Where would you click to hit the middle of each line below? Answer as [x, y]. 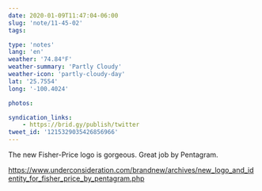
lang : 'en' [26, 52]
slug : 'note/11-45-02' [46, 23]
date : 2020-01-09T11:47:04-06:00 [63, 15]
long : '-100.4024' [38, 89]
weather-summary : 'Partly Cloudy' [65, 67]
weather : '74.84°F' [40, 59]
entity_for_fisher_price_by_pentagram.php [76, 178]
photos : [21, 103]
